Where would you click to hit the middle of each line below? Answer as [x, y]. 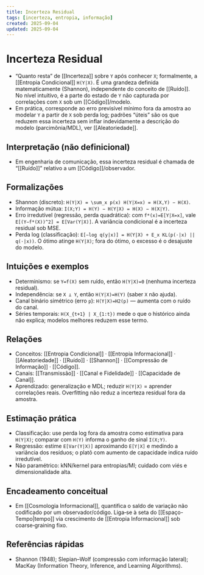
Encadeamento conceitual [57, 491]
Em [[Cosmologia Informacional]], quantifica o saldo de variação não [101, 506]
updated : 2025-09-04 [33, 29]
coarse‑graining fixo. [41, 526]
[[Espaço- [171, 512]
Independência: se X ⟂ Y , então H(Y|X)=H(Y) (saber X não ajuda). [96, 294]
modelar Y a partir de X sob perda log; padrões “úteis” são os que [97, 115]
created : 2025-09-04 [33, 23]
